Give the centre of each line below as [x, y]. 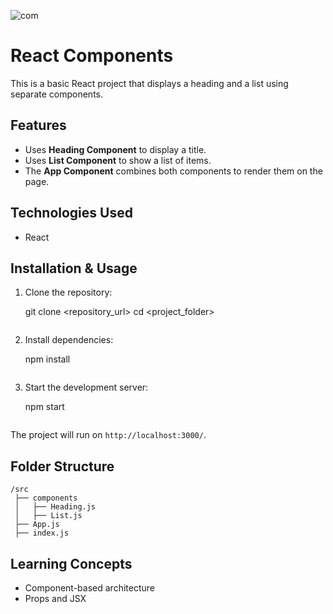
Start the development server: [86, 387]
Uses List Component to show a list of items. [118, 160]
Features [38, 125]
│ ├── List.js [48, 516]
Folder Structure [62, 466]
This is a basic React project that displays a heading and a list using [149, 83]
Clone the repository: [68, 292]
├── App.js [37, 525]
